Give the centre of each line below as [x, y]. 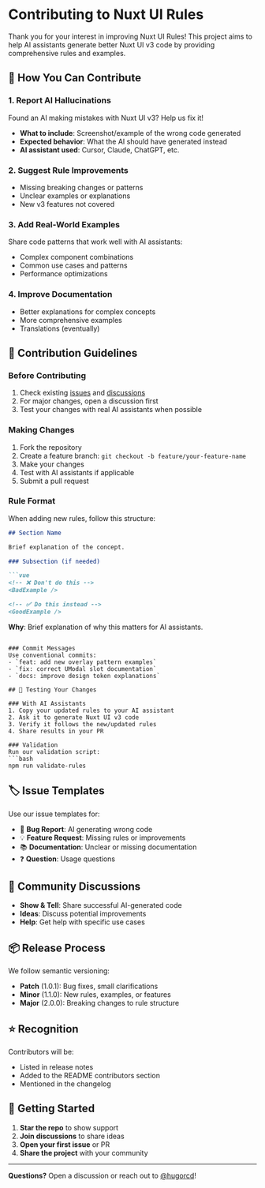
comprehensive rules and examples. [67, 53]
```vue [19, 575]
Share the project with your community [84, 1152]
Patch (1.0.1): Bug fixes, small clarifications [89, 986]
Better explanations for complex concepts [88, 311]
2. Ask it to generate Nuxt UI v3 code [74, 717]
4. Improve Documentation [60, 294]
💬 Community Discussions [75, 886]
